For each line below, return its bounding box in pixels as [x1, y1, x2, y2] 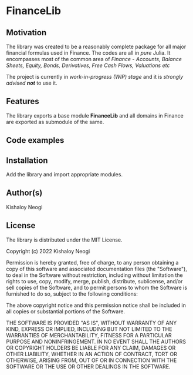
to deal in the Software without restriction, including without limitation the [6, 272, 183, 279]
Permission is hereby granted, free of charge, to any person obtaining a [6, 259, 179, 266]
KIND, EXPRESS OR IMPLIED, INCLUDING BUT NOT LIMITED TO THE [6, 325, 172, 333]
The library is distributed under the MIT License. [6, 236, 123, 243]
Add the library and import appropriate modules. [6, 171, 123, 178]
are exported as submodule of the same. [6, 118, 104, 125]
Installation [6, 155, 48, 165]
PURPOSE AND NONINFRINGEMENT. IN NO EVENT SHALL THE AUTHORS [6, 338, 187, 345]
